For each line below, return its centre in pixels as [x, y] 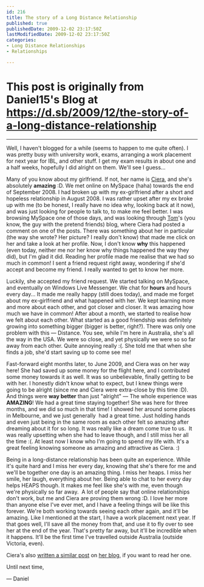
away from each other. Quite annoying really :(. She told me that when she [99, 345]
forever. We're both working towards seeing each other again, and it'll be [97, 511]
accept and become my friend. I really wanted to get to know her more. [95, 269]
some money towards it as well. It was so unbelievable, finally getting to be [100, 376]
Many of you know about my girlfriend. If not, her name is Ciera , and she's [99, 179]
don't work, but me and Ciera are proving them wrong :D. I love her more [97, 498]
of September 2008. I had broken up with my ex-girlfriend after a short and [100, 192]
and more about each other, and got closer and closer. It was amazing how [100, 307]
